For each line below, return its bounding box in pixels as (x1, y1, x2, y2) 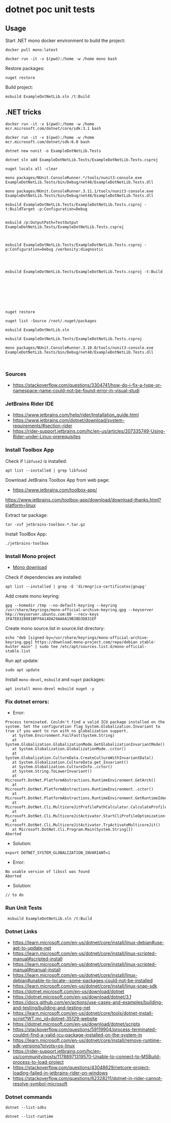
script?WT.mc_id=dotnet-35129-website (12, 1015, 98, 1021)
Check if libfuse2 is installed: (5, 458, 67, 464)
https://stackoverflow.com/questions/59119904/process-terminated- (12, 1026, 157, 1032)
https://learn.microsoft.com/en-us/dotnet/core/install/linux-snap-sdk (12, 983, 158, 989)
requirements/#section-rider (12, 423, 73, 429)
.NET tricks (5, 108, 42, 117)
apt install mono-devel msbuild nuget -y (5, 686, 95, 691)
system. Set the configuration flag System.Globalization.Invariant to (5, 724, 160, 729)
